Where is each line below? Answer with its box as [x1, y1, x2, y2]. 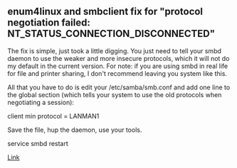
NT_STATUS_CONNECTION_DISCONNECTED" [7, 28, 216, 40]
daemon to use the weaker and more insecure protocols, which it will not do [7, 54, 230, 62]
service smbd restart [7, 139, 69, 147]
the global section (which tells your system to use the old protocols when [7, 90, 222, 99]
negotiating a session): [7, 98, 75, 106]
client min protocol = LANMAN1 [7, 111, 100, 120]
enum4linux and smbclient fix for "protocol [7, 6, 204, 18]
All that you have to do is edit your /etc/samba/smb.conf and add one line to [7, 83, 231, 91]
